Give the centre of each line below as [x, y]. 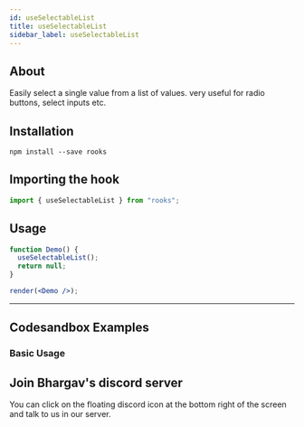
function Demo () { [44, 250]
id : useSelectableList [52, 18]
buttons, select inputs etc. [58, 103]
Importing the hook [65, 180]
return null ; [42, 266]
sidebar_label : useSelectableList [75, 34]
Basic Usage [38, 354]
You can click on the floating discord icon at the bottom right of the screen [148, 404]
